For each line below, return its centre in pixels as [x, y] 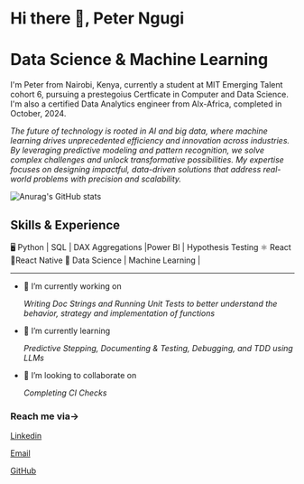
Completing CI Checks [65, 393]
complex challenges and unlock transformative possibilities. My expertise [147, 160]
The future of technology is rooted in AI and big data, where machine [139, 131]
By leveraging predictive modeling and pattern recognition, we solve [138, 150]
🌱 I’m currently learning [67, 330]
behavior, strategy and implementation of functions [119, 313]
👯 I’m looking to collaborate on [80, 375]
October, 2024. [38, 114]
